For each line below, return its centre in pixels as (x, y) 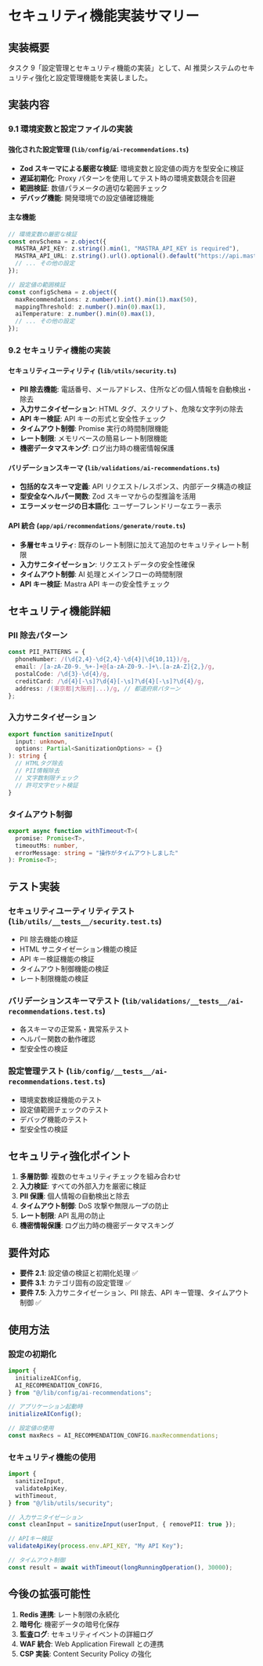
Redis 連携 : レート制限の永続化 (69, 1614)
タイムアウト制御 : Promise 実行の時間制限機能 (94, 429)
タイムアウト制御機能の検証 (64, 968)
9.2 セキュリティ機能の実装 (59, 350)
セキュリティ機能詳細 (59, 611)
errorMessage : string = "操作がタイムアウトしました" (97, 853)
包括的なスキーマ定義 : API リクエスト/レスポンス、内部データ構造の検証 (135, 487)
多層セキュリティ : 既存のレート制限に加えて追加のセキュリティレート (131, 544)
